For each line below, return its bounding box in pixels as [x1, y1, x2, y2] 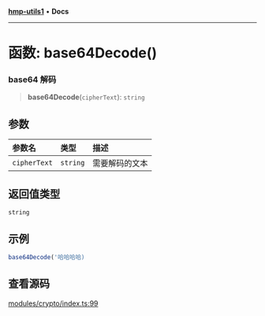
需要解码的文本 [91, 158, 148, 169]
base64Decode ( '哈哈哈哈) [8, 253, 85, 261]
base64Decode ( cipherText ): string [27, 92, 145, 102]
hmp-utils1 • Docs [8, 7, 69, 16]
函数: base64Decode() [8, 44, 158, 62]
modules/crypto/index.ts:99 [8, 299, 99, 308]
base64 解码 [8, 74, 57, 85]
